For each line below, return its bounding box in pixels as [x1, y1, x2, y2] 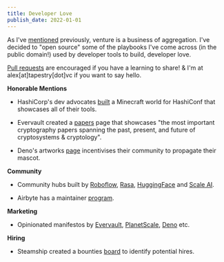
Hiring [7, 234, 26, 242]
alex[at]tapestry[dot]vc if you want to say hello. [7, 70, 142, 79]
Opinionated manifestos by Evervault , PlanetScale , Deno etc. [17, 220, 190, 228]
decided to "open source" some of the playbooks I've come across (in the [7, 43, 217, 51]
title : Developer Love [7, 10, 72, 17]
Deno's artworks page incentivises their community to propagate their [17, 146, 216, 154]
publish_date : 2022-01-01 [7, 17, 81, 23]
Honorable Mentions [7, 84, 68, 92]
